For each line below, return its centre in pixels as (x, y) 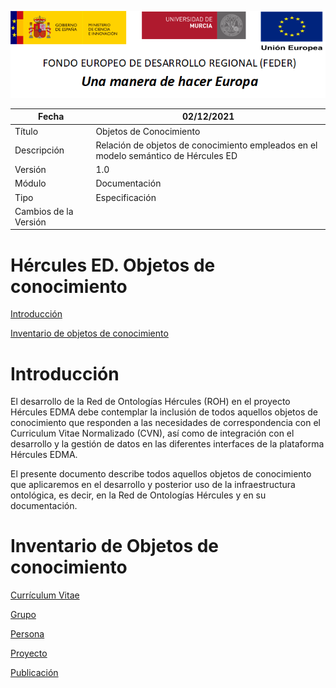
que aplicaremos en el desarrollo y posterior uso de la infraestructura (153, 485)
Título (26, 131)
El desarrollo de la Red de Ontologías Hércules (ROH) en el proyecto (150, 402)
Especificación (126, 197)
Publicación (34, 673)
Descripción (39, 150)
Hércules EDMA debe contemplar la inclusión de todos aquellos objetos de (164, 412)
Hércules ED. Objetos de (113, 265)
